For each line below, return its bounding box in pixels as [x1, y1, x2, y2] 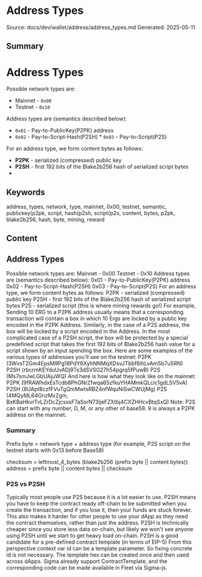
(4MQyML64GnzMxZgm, [6, 392, 69, 399]
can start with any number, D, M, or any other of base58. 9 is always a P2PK [6, 405, 195, 412]
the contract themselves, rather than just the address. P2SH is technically [6, 519, 189, 526]
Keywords [6, 187, 45, 197]
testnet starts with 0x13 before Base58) [6, 446, 104, 454]
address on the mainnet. [6, 411, 67, 419]
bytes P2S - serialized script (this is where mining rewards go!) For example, [6, 302, 196, 309]
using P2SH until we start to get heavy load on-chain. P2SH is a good [6, 532, 179, 539]
